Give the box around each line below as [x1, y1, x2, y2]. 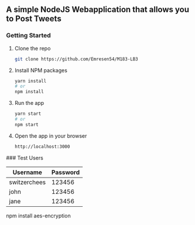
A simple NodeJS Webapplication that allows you [6, 5, 189, 15]
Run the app [14, 100, 45, 107]
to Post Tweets [6, 14, 61, 24]
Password [52, 168, 80, 176]
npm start [14, 121, 39, 128]
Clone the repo [14, 45, 51, 52]
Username [12, 168, 43, 176]
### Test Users [6, 154, 44, 161]
